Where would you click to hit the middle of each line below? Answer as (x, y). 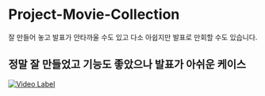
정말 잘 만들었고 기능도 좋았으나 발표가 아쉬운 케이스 (127, 65)
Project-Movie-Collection (94, 15)
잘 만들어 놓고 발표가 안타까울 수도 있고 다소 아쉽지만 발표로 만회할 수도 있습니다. (133, 37)
